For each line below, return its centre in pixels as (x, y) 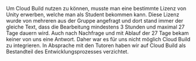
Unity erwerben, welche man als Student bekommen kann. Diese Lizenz (93, 15)
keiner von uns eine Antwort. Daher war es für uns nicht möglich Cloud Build (98, 39)
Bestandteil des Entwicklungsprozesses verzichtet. (67, 51)
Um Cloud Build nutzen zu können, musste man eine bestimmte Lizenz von (96, 8)
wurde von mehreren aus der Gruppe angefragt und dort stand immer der (94, 21)
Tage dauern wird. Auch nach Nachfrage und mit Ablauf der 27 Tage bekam (97, 33)
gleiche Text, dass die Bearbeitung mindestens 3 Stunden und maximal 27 (95, 27)
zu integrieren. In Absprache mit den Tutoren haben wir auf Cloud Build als (96, 45)
